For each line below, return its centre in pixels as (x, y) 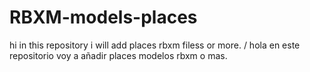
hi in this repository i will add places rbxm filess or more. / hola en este (155, 45)
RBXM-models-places (103, 17)
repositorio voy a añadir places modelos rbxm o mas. (118, 55)
